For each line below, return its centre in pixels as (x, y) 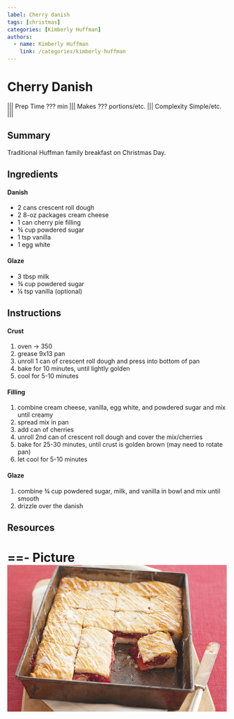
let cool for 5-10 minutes (52, 459)
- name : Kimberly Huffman (51, 44)
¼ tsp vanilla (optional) (50, 291)
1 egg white (34, 245)
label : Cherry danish (39, 15)
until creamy (35, 415)
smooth (28, 498)
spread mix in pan (43, 422)
